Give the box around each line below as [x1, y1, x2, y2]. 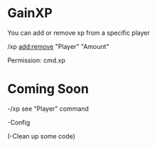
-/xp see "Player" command [7, 104, 89, 113]
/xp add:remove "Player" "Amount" [7, 42, 109, 50]
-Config [7, 118, 31, 126]
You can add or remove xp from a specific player [7, 28, 151, 37]
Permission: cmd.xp [7, 55, 66, 65]
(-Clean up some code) [7, 131, 76, 140]
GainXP [7, 5, 53, 21]
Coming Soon [7, 81, 89, 97]
